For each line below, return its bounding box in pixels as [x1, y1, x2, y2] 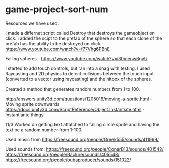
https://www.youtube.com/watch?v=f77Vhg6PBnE [5, 46, 110, 52]
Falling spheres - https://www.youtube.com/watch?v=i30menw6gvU [5, 55, 148, 61]
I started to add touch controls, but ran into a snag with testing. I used [5, 65, 150, 71]
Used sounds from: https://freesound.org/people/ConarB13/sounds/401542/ [5, 146, 164, 152]
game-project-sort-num [5, 4, 108, 15]
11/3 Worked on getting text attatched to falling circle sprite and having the [5, 121, 160, 127]
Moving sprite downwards [5, 101, 60, 107]
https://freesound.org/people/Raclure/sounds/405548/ [5, 151, 120, 157]
